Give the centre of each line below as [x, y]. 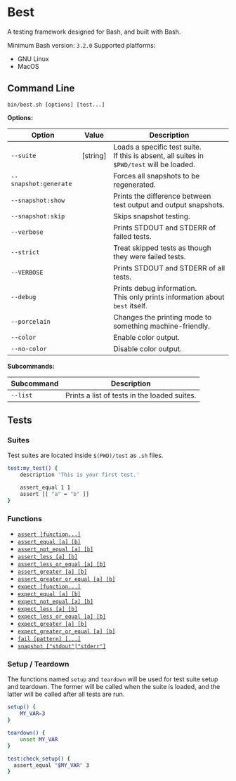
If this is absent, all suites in [158, 155]
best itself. [131, 306]
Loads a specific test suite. [157, 147]
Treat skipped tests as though [163, 248]
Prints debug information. [155, 288]
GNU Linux [33, 59]
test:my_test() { [33, 468]
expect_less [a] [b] [47, 609]
